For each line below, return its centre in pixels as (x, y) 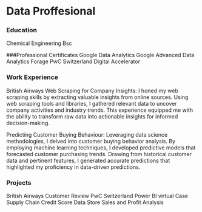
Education (22, 30)
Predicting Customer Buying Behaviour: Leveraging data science (87, 134)
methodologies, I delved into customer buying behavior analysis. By (91, 141)
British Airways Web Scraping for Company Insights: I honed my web (93, 91)
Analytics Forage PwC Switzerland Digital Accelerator (73, 61)
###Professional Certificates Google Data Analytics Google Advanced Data (100, 55)
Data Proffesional (51, 11)
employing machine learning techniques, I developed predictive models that (101, 148)
